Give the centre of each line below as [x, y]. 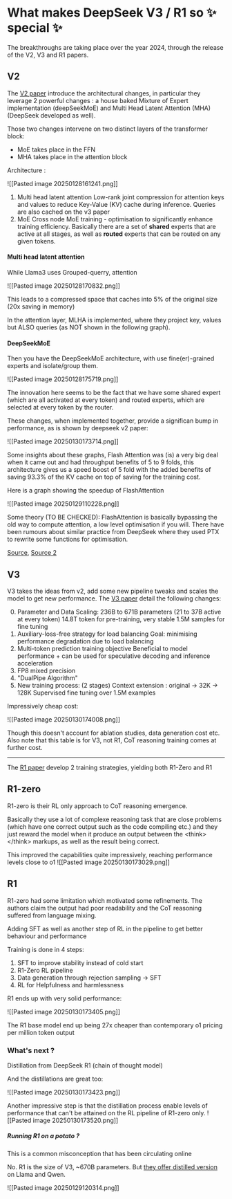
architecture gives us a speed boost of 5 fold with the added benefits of [109, 470]
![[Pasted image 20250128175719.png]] [63, 379]
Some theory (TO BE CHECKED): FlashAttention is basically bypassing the [112, 518]
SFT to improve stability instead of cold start [80, 962]
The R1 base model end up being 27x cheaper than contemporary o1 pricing [115, 1025]
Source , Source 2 [32, 553]
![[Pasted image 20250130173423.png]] [64, 1092]
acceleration [35, 663]
